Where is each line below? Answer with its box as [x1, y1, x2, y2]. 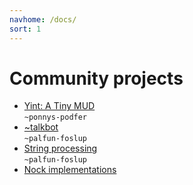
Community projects [9, 67, 184, 90]
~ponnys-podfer [23, 112, 88, 123]
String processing [23, 142, 98, 155]
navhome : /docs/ [9, 14, 77, 25]
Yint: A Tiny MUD [23, 100, 96, 112]
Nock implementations [23, 164, 117, 176]
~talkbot [23, 121, 59, 133]
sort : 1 [9, 24, 42, 34]
